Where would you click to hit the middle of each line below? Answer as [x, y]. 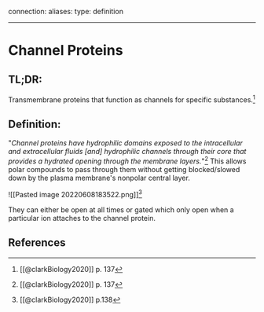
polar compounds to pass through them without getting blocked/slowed [124, 170]
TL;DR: [26, 79]
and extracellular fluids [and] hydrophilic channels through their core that [127, 152]
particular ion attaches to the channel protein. [82, 218]
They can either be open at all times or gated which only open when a [121, 209]
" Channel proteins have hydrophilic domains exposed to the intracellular [126, 143]
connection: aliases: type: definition [66, 11]
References [37, 243]
